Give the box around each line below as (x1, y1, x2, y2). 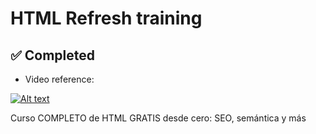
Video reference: (24, 73, 95, 85)
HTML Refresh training (10, 7, 203, 30)
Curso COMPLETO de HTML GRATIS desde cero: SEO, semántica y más (10, 112, 307, 124)
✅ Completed (10, 47, 95, 64)
